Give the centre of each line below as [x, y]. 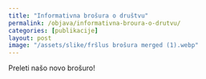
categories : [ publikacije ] [53, 30]
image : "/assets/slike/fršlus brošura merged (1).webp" [103, 45]
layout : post [30, 38]
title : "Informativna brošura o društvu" [79, 16]
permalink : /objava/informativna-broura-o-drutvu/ [95, 23]
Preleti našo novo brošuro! [52, 68]
